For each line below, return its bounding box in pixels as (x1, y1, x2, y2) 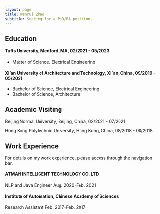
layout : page (5, 7, 32, 12)
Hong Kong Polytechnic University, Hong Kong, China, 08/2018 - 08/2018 (5, 128, 153, 133)
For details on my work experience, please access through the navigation (5, 155, 153, 161)
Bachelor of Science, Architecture (12, 91, 80, 97)
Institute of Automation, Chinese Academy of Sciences (5, 193, 119, 199)
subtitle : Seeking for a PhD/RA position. (5, 16, 93, 21)
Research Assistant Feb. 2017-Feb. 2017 (5, 204, 86, 210)
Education (5, 34, 37, 43)
